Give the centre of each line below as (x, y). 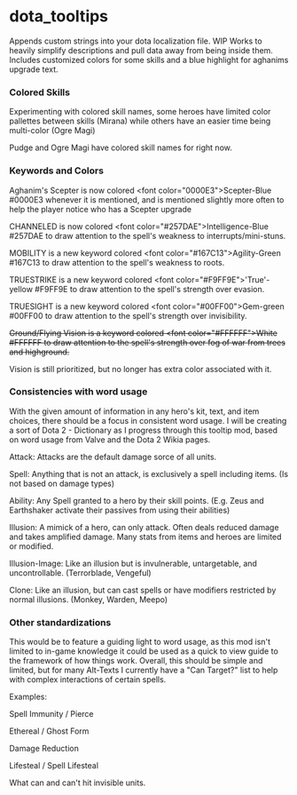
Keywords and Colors (57, 171)
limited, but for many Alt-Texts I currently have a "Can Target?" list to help (144, 670)
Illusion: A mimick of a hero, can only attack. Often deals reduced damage (144, 527)
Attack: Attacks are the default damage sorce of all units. (113, 457)
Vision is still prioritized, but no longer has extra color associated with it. (141, 369)
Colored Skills (40, 92)
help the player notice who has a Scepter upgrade (101, 209)
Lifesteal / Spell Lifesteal (54, 766)
